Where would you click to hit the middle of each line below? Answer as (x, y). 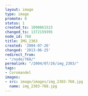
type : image (17, 14)
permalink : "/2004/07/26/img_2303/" (42, 64)
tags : (10, 68)
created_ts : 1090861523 (29, 28)
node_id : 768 (18, 37)
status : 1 (15, 23)
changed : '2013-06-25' (28, 50)
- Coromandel (18, 73)
